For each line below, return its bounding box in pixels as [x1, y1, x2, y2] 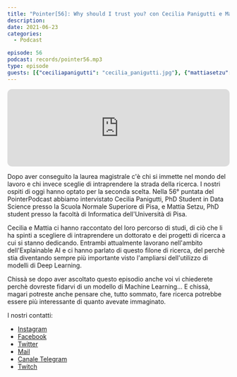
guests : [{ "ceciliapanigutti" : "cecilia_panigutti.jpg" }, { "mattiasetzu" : [7, 69, 232, 76]
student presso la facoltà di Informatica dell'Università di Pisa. [7, 209, 188, 218]
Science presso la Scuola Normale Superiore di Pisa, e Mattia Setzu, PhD [7, 202, 219, 211]
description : [7, 17, 46, 24]
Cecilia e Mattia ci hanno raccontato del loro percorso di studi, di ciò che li [7, 224, 223, 232]
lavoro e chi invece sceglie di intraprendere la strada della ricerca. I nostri [7, 180, 221, 188]
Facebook [17, 332, 47, 340]
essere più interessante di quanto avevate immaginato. [7, 297, 166, 306]
